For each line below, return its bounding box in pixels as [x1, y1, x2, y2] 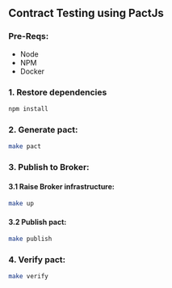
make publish [8, 235, 52, 244]
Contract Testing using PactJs [8, 6, 164, 20]
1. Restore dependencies [8, 87, 107, 98]
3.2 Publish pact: [8, 217, 67, 227]
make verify [8, 273, 48, 281]
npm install [8, 104, 48, 112]
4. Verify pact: [8, 254, 66, 265]
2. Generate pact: [8, 124, 78, 135]
